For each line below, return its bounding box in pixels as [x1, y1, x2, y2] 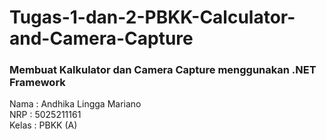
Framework [9, 76, 66, 90]
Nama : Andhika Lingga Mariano [9, 98, 142, 110]
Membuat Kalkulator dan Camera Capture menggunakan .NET [9, 63, 317, 77]
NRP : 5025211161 [9, 109, 82, 121]
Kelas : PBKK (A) [9, 119, 78, 131]
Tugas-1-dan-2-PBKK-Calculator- [9, 6, 296, 29]
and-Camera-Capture [9, 27, 194, 50]
